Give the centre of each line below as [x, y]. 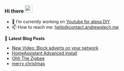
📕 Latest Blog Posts [25, 39]
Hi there [14, 11]
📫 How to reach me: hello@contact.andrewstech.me [65, 27]
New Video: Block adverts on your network [55, 48]
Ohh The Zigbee [28, 58]
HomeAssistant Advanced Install [44, 53]
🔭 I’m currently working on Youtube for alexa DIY [61, 22]
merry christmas [28, 64]
